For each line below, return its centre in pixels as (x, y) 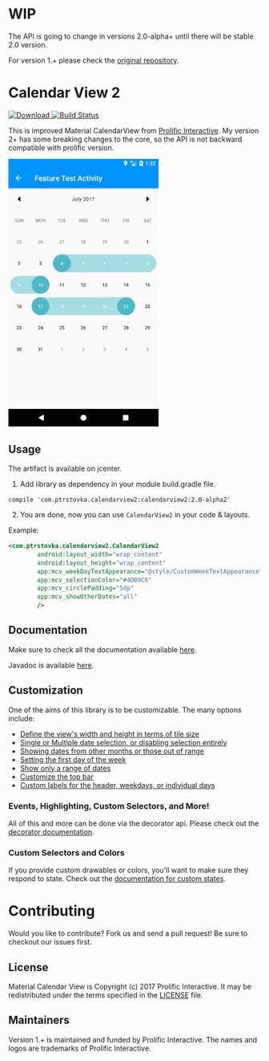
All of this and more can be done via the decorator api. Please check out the (134, 823)
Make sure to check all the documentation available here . (102, 649)
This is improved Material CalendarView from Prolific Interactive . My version (134, 130)
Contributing (52, 911)
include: (22, 718)
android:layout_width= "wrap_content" (100, 554)
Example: (24, 530)
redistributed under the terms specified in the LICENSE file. (106, 995)
